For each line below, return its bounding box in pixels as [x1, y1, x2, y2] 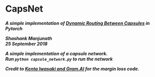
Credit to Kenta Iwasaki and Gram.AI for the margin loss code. [5, 65, 140, 71]
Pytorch [5, 25, 23, 31]
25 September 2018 [5, 41, 48, 47]
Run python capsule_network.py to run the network [5, 56, 113, 62]
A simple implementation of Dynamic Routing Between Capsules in [5, 20, 150, 26]
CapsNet [5, 3, 43, 15]
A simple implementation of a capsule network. [5, 50, 108, 56]
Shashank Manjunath [5, 35, 52, 41]
